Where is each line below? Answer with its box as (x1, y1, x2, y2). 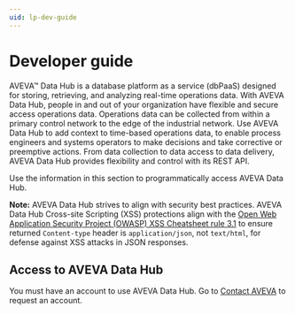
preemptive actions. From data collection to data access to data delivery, (9, 146, 275, 157)
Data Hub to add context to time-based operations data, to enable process (9, 127, 282, 138)
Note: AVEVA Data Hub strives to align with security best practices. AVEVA (9, 199, 282, 210)
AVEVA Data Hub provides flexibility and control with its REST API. (9, 156, 250, 166)
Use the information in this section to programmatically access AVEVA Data (9, 172, 283, 183)
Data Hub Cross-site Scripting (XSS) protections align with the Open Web (9, 209, 277, 219)
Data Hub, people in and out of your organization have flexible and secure (9, 99, 279, 110)
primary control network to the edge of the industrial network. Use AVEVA (9, 118, 279, 128)
